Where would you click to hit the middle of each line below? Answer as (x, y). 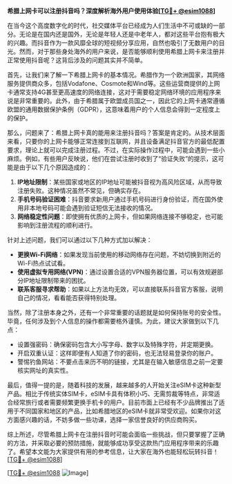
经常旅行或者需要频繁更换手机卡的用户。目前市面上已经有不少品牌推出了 (116, 402)
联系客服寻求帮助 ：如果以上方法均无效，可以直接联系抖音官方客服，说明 (120, 289)
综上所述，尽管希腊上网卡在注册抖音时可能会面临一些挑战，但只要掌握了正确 (116, 434)
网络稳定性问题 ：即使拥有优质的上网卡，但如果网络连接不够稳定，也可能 (120, 216)
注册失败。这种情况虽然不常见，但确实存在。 (81, 190)
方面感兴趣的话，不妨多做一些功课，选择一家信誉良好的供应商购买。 (104, 420)
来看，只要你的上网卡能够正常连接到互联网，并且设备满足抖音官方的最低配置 (116, 141)
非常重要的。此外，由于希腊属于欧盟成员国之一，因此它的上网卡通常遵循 (122, 101)
